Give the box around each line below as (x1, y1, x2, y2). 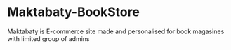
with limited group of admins (7, 34, 90, 42)
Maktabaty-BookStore (7, 4, 140, 20)
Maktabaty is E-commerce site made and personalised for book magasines (7, 27, 225, 35)
